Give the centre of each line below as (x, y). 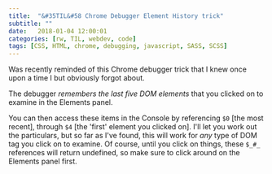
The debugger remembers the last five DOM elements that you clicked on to (136, 94)
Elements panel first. (43, 161)
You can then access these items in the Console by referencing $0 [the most (136, 118)
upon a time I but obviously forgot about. (77, 78)
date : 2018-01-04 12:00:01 (58, 31)
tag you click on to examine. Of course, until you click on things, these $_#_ (134, 144)
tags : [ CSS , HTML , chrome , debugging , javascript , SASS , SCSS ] (118, 46)
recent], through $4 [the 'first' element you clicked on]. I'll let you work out (133, 127)
